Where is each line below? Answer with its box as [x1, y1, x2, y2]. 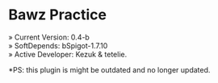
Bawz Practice [8, 6, 107, 24]
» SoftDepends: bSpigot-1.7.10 [8, 40, 108, 50]
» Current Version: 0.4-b [8, 32, 90, 42]
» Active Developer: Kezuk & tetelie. [8, 49, 128, 59]
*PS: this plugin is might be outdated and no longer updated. [8, 64, 211, 74]
